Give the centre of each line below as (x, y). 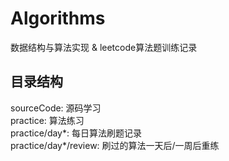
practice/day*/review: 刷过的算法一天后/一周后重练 (115, 145)
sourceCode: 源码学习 (56, 108)
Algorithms (58, 18)
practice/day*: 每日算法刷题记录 (76, 133)
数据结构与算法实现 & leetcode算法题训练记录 (104, 47)
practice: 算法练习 (47, 120)
